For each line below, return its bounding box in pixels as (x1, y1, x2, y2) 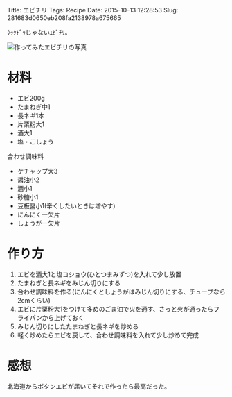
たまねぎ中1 (17, 103, 51, 111)
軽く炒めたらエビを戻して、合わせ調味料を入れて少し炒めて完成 (17, 330, 199, 339)
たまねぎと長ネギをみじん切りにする (17, 278, 121, 287)
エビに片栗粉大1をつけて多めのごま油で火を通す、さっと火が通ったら (17, 305, 214, 313)
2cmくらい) (17, 296, 51, 304)
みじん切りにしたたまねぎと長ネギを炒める (17, 322, 139, 330)
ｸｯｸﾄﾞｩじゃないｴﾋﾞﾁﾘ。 (7, 28, 71, 36)
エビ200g (17, 94, 45, 102)
